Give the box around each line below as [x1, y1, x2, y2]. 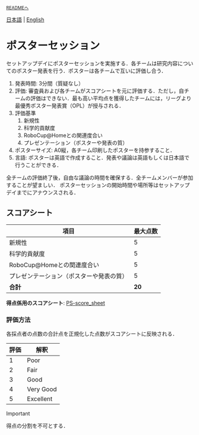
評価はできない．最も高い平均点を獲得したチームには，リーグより [30, 94, 192, 101]
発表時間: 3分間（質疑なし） [14, 80, 84, 87]
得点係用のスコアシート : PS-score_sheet [6, 299, 105, 306]
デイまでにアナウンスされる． [6, 189, 79, 196]
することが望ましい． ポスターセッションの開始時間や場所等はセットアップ [6, 181, 190, 188]
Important [6, 410, 30, 417]
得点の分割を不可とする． [6, 423, 69, 430]
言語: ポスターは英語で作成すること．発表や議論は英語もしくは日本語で [14, 154, 190, 161]
